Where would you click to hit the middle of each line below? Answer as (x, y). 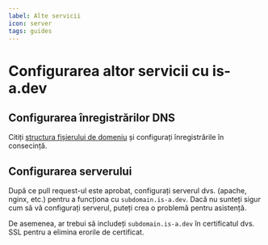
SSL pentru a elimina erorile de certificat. (76, 232)
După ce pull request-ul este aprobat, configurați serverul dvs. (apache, (128, 191)
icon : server (30, 23)
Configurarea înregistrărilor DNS (92, 118)
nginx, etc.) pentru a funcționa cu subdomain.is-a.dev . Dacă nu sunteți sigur (134, 200)
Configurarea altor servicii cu (109, 71)
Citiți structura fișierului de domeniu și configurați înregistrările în (116, 137)
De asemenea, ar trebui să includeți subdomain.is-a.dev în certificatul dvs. (132, 224)
